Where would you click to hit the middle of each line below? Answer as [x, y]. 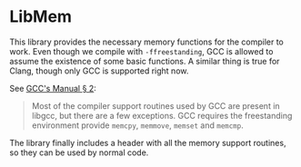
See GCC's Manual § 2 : [53, 88]
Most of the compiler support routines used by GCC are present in [156, 105]
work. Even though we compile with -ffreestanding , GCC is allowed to [141, 51]
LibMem [41, 17]
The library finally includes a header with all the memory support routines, [148, 142]
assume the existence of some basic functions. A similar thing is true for [145, 61]
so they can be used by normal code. [79, 152]
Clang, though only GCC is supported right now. [99, 71]
